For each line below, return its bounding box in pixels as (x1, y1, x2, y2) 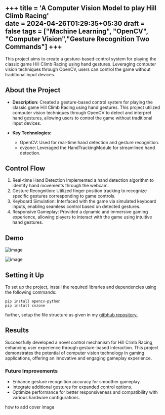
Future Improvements (5, 367, 58, 374)
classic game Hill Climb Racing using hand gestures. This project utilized (12, 104, 160, 110)
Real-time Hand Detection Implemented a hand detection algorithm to (12, 177, 154, 183)
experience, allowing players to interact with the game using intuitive (12, 214, 152, 220)
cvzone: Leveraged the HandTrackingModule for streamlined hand (19, 145, 155, 151)
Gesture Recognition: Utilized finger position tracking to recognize (12, 188, 147, 194)
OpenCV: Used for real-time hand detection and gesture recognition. (19, 139, 160, 145)
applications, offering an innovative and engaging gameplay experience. (5, 355, 152, 361)
